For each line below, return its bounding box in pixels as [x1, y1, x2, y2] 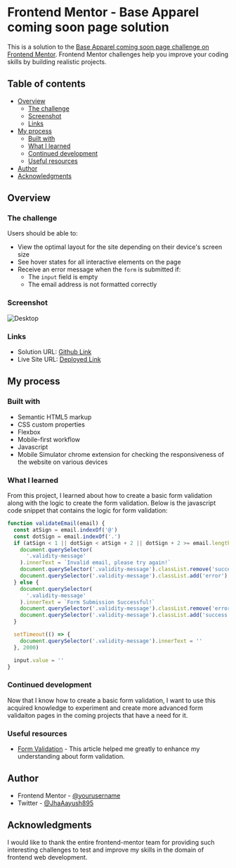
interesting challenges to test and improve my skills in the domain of [7, 845, 204, 854]
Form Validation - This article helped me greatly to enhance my [17, 745, 200, 753]
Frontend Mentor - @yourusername [17, 791, 121, 800]
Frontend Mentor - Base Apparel [7, 4, 199, 20]
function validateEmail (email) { [7, 520, 105, 527]
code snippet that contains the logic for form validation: [7, 506, 168, 515]
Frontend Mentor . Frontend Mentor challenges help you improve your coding [7, 50, 229, 59]
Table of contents [7, 78, 86, 90]
